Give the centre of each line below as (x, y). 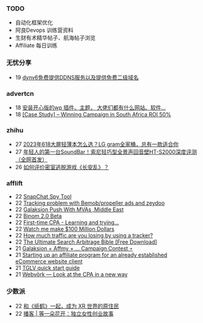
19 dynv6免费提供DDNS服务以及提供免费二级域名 (77, 77)
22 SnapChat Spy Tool (43, 197)
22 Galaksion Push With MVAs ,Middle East (69, 209)
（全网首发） (31, 159)
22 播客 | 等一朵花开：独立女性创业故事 (64, 313)
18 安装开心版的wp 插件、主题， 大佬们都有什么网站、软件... (91, 107)
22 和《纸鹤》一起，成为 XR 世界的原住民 (67, 306)
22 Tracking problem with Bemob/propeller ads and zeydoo (90, 203)
